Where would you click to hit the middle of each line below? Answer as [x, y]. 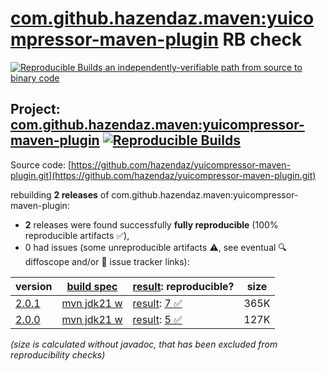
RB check [262, 39]
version [34, 286]
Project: [35, 109]
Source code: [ [41, 164]
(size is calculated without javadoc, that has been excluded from [144, 344]
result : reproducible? [183, 286]
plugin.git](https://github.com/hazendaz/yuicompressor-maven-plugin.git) [163, 175]
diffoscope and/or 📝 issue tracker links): [107, 261]
